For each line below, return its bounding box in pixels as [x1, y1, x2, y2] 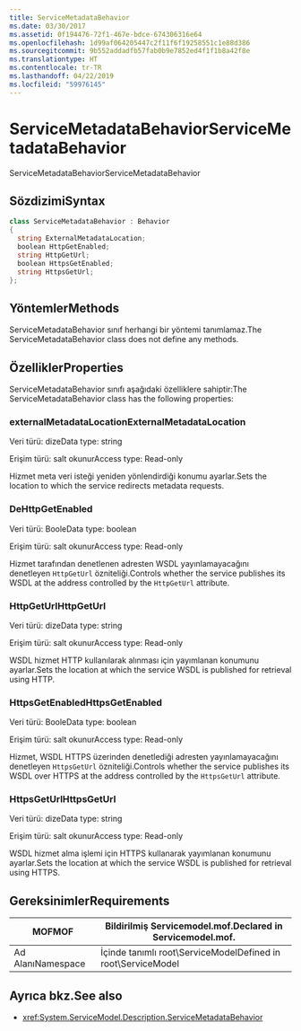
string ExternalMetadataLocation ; [17, 234, 146, 243]
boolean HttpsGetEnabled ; [17, 259, 115, 268]
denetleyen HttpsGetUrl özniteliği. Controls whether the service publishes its [9, 761, 289, 772]
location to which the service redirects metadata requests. [9, 480, 225, 491]
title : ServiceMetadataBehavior [9, 13, 130, 22]
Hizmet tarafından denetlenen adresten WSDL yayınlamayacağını [9, 558, 249, 568]
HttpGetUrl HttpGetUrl [9, 599, 106, 612]
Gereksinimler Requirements [9, 893, 170, 908]
